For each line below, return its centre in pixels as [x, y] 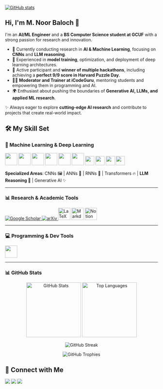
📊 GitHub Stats [24, 273]
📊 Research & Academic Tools [42, 198]
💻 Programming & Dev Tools [39, 236]
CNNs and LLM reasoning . [39, 54]
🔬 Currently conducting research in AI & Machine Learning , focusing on [84, 49]
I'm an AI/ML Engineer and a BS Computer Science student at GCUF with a [81, 35]
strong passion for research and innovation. [49, 39]
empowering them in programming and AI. [54, 85]
